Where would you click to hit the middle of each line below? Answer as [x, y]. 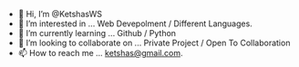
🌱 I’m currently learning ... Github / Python [97, 33]
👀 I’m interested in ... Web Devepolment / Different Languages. [135, 24]
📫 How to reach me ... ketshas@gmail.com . [100, 53]
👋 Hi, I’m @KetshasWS [60, 14]
